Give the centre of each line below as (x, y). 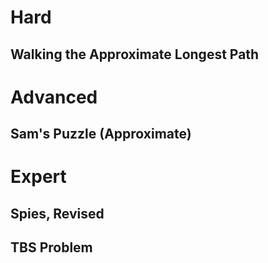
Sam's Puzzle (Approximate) (101, 134)
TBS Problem (51, 247)
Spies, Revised (57, 213)
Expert (38, 177)
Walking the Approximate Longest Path (135, 54)
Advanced (54, 97)
